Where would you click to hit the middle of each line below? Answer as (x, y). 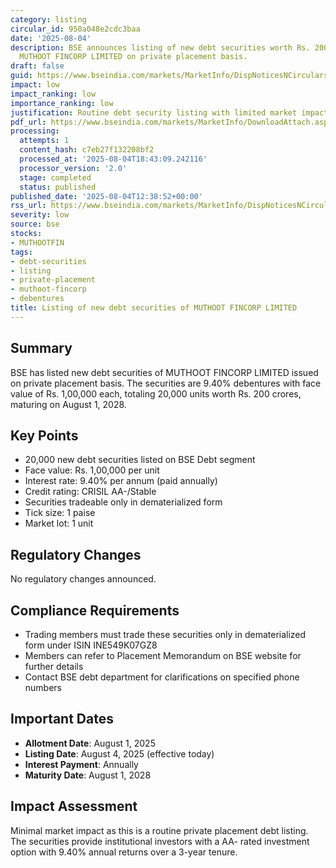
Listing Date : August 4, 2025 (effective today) (119, 753)
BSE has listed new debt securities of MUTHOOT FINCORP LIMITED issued (164, 372)
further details (54, 666)
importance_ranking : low (62, 103)
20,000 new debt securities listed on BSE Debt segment (140, 460)
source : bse (35, 224)
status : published (58, 187)
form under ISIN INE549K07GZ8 (91, 645)
